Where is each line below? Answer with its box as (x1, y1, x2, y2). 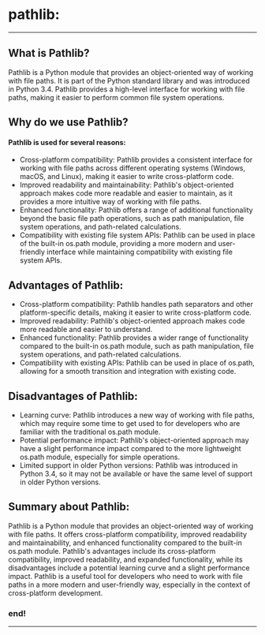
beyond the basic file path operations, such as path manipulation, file (19, 214, 244, 223)
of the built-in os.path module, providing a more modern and (19, 239, 217, 248)
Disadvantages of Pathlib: (8, 389, 138, 403)
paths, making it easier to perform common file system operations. (8, 92, 225, 102)
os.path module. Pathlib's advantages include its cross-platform (8, 546, 216, 555)
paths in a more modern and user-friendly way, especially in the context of (8, 580, 251, 589)
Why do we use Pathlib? (8, 116, 129, 129)
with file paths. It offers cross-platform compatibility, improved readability (8, 529, 247, 539)
